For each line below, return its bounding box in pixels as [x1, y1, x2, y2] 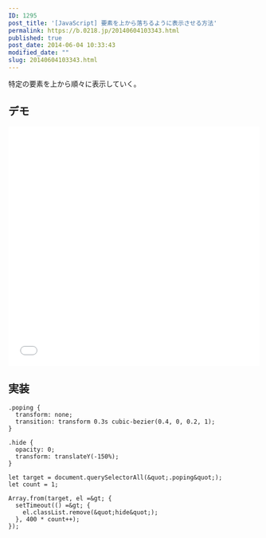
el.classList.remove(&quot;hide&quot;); [22, 508, 158, 516]
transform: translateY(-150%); [15, 452, 119, 461]
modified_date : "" [8, 49, 69, 57]
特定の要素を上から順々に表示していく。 [8, 79, 141, 88]
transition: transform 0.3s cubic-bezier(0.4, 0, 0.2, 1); [15, 418, 216, 426]
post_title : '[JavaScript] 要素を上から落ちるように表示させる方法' [8, 19, 217, 27]
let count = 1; [8, 480, 59, 489]
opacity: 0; [15, 446, 56, 454]
